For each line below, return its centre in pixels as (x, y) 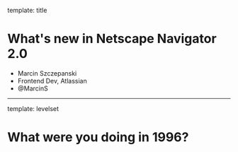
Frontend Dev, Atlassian (52, 81)
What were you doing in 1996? (98, 138)
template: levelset (33, 108)
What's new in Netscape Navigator (112, 39)
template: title (27, 10)
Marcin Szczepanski (47, 73)
